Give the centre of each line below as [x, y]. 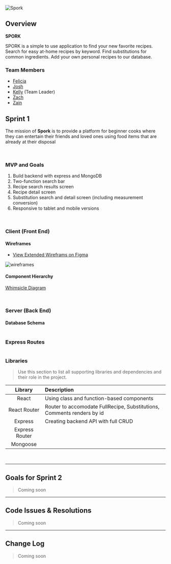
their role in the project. [42, 377]
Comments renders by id [75, 413]
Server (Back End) [28, 311]
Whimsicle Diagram [26, 288]
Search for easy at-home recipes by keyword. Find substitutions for [76, 51]
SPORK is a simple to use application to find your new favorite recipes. [79, 46]
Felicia [19, 81]
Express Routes [25, 342]
